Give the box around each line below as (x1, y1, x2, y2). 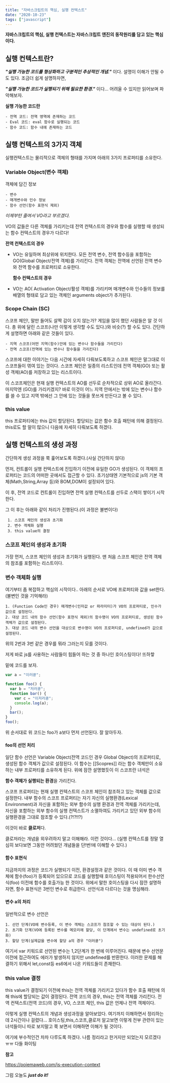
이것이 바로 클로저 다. (5, 825, 46, 831)
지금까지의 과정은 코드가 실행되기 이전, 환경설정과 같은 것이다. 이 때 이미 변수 (5, 867, 157, 873)
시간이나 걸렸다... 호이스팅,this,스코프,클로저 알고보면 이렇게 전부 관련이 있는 (13, 1017, 164, 1023)
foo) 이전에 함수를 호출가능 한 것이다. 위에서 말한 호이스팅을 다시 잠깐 (11, 879, 148, 886)
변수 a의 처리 (5, 899, 31, 905)
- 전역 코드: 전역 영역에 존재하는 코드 (5, 114, 76, 120)
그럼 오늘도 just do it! (5, 1072, 49, 1078)
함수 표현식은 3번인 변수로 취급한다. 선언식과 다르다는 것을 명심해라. (16, 886, 150, 892)
